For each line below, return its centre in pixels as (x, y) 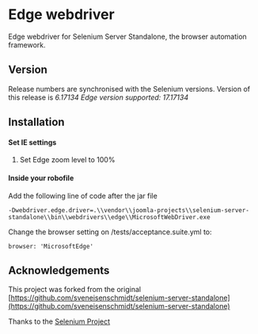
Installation (36, 122)
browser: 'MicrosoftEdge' (51, 246)
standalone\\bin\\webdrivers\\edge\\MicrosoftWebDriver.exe (110, 217)
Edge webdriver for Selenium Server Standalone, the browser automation (127, 36)
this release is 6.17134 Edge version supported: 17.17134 (98, 97)
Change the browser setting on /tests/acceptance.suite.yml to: (110, 232)
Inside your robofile (41, 178)
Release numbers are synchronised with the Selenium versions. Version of (129, 89)
